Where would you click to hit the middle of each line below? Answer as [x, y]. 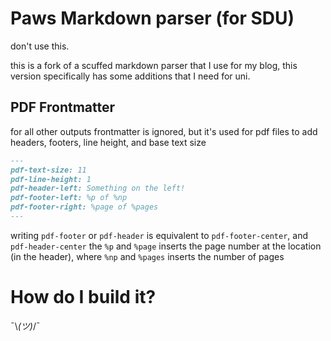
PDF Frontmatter [63, 107]
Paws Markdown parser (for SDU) [152, 18]
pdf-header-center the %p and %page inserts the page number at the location [166, 246]
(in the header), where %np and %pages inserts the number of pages [147, 256]
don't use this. [40, 46]
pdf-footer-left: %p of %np [69, 198]
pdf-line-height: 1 [51, 179]
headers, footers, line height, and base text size [108, 142]
